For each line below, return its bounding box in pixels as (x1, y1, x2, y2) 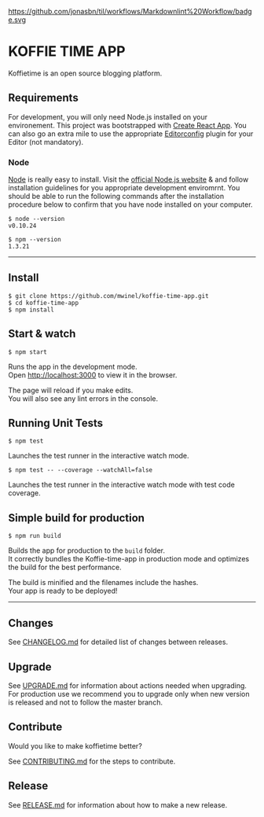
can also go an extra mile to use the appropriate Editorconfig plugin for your (8, 129, 254, 138)
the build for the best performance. (8, 562, 122, 572)
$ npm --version (8, 236, 61, 244)
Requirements (8, 91, 79, 105)
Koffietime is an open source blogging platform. (8, 68, 163, 78)
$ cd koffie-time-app (8, 299, 79, 307)
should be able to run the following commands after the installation (8, 192, 225, 201)
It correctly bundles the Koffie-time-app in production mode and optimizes (8, 554, 250, 564)
